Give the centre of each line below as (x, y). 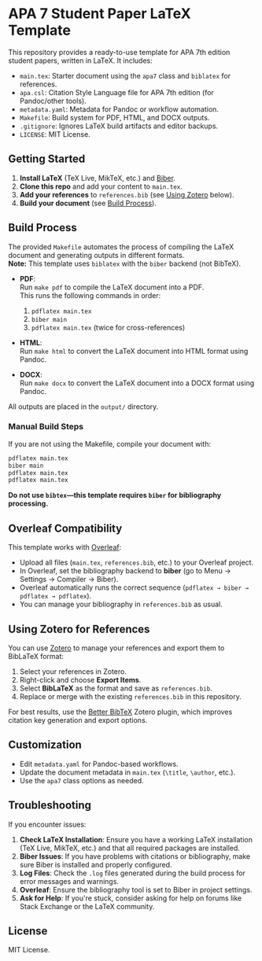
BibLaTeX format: (36, 656)
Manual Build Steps (46, 427)
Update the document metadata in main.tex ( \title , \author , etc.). (127, 772)
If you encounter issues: (47, 824)
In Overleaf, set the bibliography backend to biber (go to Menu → (125, 571)
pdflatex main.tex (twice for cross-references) (108, 327)
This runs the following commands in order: (90, 295)
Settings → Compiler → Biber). (69, 580)
